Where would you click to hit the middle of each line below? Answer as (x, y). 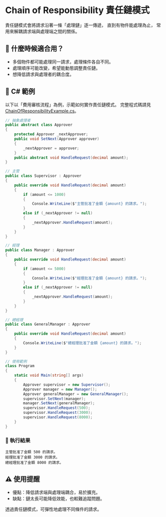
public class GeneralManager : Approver (48, 324)
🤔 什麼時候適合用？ (34, 49)
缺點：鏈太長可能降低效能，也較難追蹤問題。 (58, 498)
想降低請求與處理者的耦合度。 (43, 74)
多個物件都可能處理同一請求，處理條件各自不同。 (63, 62)
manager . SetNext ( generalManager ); (59, 403)
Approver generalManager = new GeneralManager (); (76, 394)
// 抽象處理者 (18, 120)
